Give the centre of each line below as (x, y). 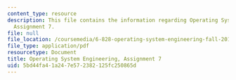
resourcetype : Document (42, 53)
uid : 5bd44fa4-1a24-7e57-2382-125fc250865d (72, 65)
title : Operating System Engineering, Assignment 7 (84, 59)
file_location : (29, 40)
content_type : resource (42, 14)
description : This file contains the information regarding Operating (113, 20)
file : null (23, 33)
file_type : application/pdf (48, 46)
